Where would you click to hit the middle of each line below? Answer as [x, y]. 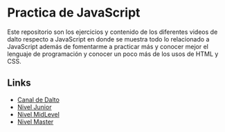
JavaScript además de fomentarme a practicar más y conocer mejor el [108, 46]
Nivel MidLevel [38, 114]
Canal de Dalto [38, 100]
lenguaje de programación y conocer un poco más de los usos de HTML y [113, 54]
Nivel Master [35, 122]
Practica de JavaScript [74, 13]
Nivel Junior [34, 107]
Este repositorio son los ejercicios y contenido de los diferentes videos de [112, 32]
